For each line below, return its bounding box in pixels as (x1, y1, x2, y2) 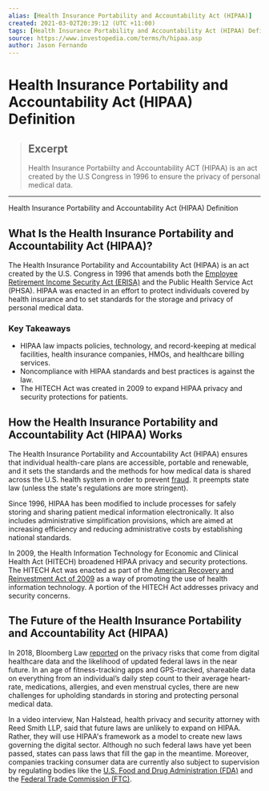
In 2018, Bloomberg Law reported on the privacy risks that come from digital (8, 648, 260, 657)
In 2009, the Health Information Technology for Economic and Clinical (8, 548, 239, 558)
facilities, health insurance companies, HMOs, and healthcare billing (19, 349, 245, 359)
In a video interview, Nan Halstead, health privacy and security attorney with (8, 714, 260, 724)
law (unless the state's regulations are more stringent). (8, 483, 189, 493)
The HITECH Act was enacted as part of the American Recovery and (8, 566, 235, 575)
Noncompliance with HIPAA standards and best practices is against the (19, 366, 255, 377)
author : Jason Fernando (8, 42, 88, 50)
